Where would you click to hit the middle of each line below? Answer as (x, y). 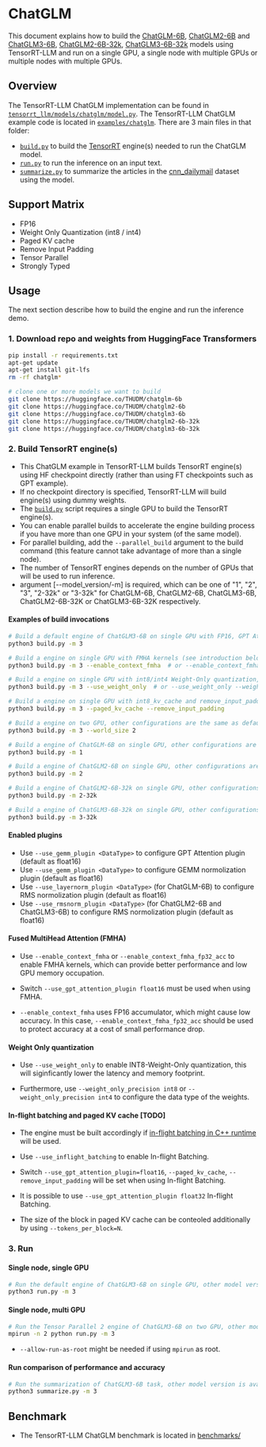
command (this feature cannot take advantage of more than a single (131, 550)
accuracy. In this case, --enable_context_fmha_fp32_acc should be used (137, 1021)
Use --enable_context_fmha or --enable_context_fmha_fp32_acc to (127, 956)
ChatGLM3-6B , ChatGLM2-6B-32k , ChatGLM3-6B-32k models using (121, 44)
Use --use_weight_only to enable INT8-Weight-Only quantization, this (133, 1065)
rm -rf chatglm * (35, 378)
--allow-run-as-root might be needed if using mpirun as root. (120, 1349)
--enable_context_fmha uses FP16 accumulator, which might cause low (135, 1012)
